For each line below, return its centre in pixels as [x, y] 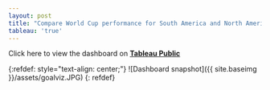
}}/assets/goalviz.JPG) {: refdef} [62, 78]
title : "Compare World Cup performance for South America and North [125, 23]
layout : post [30, 16]
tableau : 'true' [35, 31]
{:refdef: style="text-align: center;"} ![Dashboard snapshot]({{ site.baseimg [133, 69]
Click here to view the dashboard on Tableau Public [94, 54]
